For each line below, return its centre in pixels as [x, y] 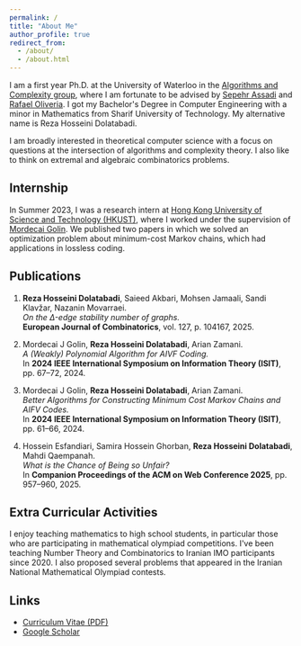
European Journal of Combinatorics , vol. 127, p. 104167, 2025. [138, 327]
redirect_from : [38, 43]
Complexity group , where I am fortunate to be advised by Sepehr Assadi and [151, 94]
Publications [45, 277]
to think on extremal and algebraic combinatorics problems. [120, 160]
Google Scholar [51, 632]
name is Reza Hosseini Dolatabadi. [73, 123]
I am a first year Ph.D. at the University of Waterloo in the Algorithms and [144, 85]
